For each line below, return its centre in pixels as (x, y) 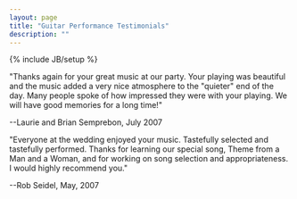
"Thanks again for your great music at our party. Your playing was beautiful (148, 77)
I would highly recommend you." (69, 168)
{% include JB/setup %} (54, 60)
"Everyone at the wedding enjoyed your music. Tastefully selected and (139, 140)
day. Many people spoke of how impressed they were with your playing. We (148, 95)
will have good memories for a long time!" (86, 105)
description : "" (39, 34)
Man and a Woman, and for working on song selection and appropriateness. (149, 159)
